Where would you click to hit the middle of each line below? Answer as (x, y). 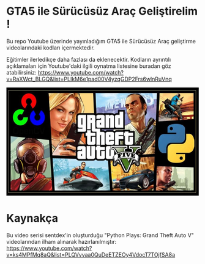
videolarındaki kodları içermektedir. (50, 48)
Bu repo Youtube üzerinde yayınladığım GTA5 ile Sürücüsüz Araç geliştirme (101, 41)
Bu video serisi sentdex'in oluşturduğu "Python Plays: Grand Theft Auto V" (100, 235)
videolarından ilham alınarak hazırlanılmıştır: (61, 241)
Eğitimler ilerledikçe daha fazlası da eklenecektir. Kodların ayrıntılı (89, 59)
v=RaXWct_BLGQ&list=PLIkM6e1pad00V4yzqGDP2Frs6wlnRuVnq (89, 79)
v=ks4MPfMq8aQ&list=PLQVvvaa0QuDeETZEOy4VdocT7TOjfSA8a (91, 254)
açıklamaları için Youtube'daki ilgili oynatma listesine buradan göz (89, 66)
